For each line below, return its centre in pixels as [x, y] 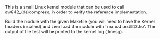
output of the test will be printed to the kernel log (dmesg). [64, 32]
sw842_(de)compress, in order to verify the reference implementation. [76, 12]
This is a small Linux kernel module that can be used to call [65, 7]
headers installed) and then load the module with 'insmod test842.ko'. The [80, 26]
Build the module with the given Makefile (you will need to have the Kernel [80, 21]
